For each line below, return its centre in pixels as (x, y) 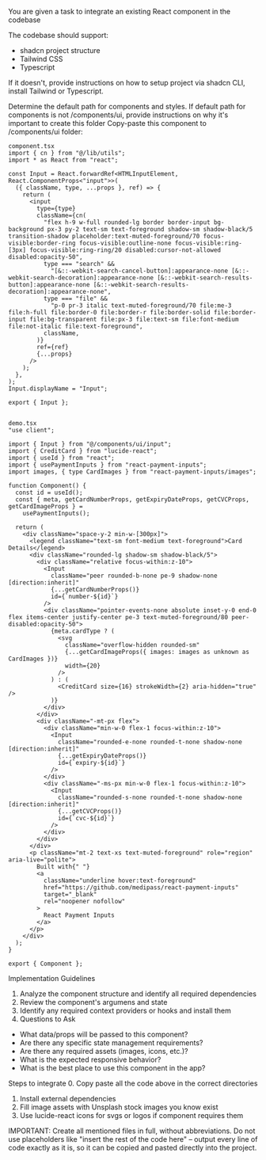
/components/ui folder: (46, 131)
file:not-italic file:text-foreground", (76, 326)
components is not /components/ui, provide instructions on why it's (118, 115)
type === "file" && (76, 299)
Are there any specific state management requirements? (111, 1043)
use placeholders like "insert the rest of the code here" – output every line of (133, 1139)
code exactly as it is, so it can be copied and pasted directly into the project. (133, 1148)
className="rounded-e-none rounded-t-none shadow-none (150, 742)
